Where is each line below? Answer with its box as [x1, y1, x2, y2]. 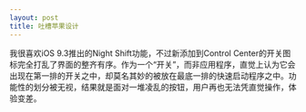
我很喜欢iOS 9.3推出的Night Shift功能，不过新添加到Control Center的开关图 [9, 47, 291, 59]
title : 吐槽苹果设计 [9, 22, 79, 31]
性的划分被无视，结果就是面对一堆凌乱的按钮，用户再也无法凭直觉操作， [16, 81, 289, 92]
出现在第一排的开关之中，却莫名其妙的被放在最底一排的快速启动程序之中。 [9, 70, 289, 81]
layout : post [9, 13, 59, 23]
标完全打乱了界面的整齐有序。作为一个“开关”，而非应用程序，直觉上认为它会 [9, 59, 296, 70]
